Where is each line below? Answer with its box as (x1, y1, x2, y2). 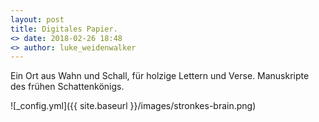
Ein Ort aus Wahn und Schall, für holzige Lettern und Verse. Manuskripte (10, 70, 310, 82)
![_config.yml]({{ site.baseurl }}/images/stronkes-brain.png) (10, 100, 257, 112)
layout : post (10, 14, 65, 25)
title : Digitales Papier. (10, 24, 118, 34)
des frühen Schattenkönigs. (10, 81, 125, 93)
